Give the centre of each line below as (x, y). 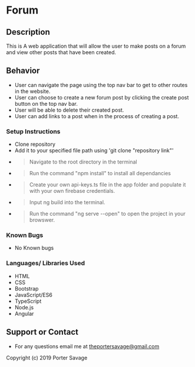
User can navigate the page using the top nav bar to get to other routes (101, 85)
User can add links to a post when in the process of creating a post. (97, 116)
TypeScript (28, 301)
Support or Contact (42, 332)
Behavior (23, 71)
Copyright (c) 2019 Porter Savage (47, 358)
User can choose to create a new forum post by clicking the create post (102, 97)
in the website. (32, 91)
